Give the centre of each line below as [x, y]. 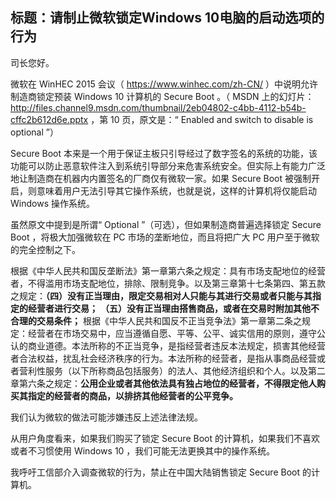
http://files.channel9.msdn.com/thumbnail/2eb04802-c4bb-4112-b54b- [158, 107]
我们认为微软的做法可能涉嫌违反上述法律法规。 [106, 417]
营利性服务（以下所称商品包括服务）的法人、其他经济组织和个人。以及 [163, 370]
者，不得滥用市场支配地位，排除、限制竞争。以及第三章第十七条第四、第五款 [168, 283]
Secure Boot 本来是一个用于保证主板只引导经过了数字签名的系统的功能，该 [164, 153]
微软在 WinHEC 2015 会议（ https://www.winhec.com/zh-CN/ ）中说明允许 [164, 84]
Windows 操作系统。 [52, 203]
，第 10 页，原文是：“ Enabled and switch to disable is [202, 119]
